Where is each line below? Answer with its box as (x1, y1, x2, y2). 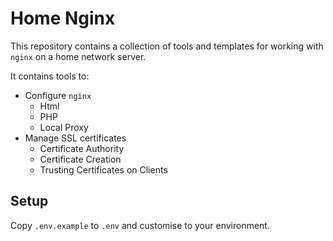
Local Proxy (39, 121, 89, 133)
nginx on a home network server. (10, 50, 147, 62)
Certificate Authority (39, 142, 125, 154)
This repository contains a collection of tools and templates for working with (10, 40, 324, 52)
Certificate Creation (39, 153, 122, 165)
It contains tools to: (10, 70, 90, 82)
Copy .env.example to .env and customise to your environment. (10, 219, 270, 231)
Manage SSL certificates (24, 132, 127, 144)
